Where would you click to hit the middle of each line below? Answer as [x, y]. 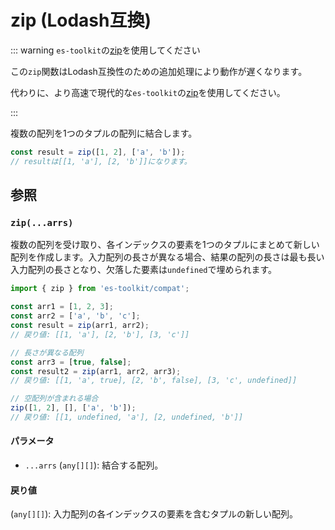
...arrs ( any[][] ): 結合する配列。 [94, 465]
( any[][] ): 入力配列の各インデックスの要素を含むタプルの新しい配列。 [154, 514]
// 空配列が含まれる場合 [54, 399]
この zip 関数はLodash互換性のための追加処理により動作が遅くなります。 [159, 71]
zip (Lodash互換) [81, 20]
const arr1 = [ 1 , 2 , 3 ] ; [62, 307]
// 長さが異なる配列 [47, 352]
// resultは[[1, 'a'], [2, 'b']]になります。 [101, 161]
